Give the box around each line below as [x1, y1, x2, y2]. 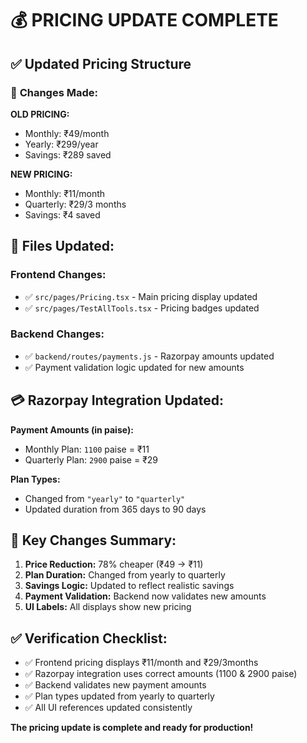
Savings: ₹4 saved [24, 208, 101, 221]
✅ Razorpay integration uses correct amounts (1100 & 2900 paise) [24, 668, 298, 680]
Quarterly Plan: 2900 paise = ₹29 [24, 453, 158, 466]
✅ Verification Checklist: [10, 630, 168, 647]
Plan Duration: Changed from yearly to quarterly [24, 569, 226, 581]
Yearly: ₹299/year [24, 138, 99, 150]
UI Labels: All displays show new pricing [24, 601, 192, 613]
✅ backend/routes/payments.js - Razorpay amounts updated [24, 350, 275, 362]
